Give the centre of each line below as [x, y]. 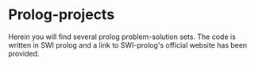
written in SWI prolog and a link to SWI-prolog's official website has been [128, 45]
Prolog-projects [62, 15]
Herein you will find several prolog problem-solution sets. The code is [122, 37]
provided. [24, 53]
